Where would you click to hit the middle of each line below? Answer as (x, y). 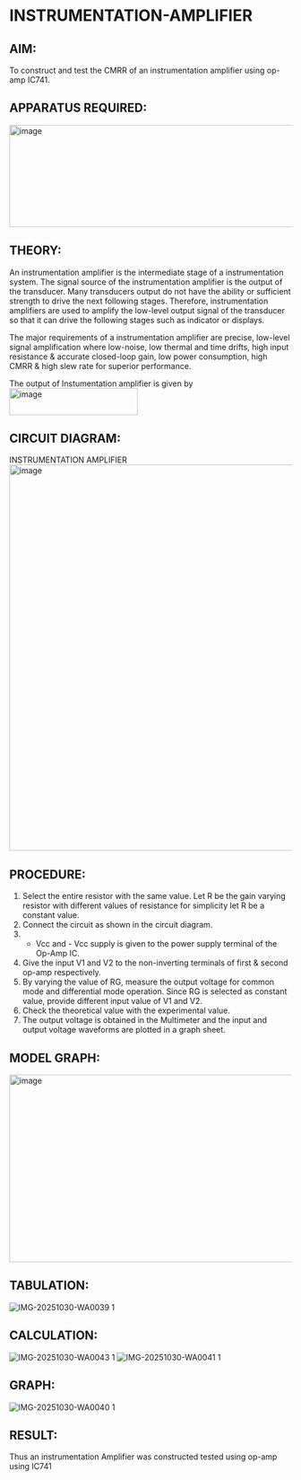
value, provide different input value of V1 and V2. (112, 1001)
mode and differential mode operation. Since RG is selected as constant (155, 991)
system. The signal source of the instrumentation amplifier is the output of (146, 282)
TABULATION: (49, 1286)
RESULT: (34, 1435)
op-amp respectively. (61, 973)
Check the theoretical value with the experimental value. (126, 1010)
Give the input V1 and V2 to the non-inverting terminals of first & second (155, 963)
